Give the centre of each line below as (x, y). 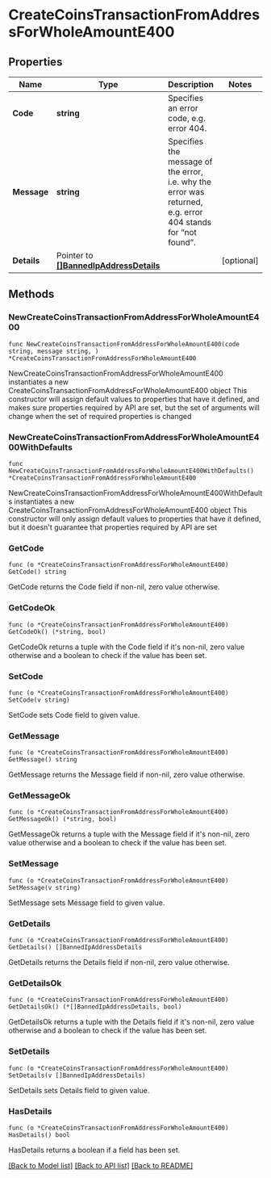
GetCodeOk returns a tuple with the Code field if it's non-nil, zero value (127, 647)
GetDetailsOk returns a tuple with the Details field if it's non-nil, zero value (131, 1022)
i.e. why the (190, 182)
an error (183, 108)
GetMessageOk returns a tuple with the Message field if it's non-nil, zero (129, 834)
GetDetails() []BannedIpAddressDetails (75, 947)
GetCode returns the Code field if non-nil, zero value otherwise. (114, 587)
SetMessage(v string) (45, 887)
